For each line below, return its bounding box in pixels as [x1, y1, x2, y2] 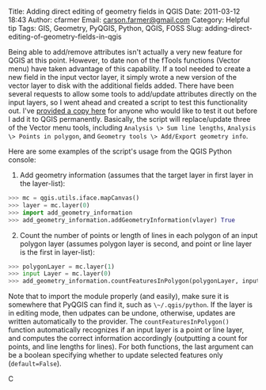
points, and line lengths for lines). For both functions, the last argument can [8, 342, 254, 351]
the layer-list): [19, 179, 66, 188]
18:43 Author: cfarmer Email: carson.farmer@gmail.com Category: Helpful [8, 15, 250, 25]
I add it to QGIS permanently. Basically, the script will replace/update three [8, 115, 251, 123]
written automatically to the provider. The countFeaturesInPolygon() [8, 316, 230, 327]
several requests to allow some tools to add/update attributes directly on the [8, 89, 257, 98]
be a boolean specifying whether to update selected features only [8, 350, 223, 360]
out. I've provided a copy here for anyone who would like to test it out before [8, 106, 258, 115]
